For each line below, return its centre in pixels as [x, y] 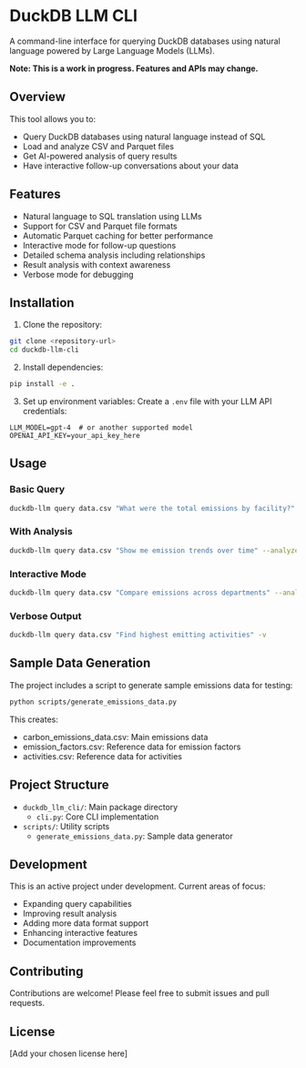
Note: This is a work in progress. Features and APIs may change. [134, 68]
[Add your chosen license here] [69, 1053]
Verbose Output [46, 615]
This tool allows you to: [53, 118]
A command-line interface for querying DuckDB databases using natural [145, 41]
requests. [27, 1003]
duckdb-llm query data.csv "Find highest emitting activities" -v [138, 635]
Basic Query [37, 490]
